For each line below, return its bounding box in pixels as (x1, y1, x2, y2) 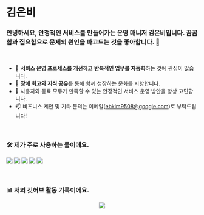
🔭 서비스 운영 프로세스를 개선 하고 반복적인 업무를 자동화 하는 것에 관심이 (15, 65, 183, 72)
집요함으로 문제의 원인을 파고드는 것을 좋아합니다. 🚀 (19, 38, 160, 46)
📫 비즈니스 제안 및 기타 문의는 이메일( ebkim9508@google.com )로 (15, 103, 176, 110)
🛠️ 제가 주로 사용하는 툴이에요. (6, 141, 89, 149)
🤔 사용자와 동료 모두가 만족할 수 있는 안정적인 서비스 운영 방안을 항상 (15, 88, 177, 95)
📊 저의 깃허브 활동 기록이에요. (6, 186, 89, 194)
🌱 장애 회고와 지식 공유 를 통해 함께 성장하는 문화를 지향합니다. (15, 80, 161, 87)
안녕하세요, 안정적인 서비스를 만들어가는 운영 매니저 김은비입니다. (6, 29, 185, 37)
